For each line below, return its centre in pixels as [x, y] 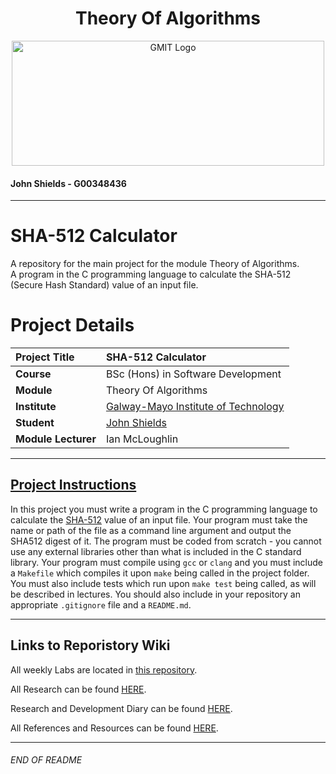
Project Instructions [73, 485]
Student [35, 423]
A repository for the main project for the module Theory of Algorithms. [155, 264]
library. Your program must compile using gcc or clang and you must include [166, 562]
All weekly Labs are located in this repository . [104, 669]
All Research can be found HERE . [78, 689]
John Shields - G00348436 [68, 183]
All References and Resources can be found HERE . [114, 728]
